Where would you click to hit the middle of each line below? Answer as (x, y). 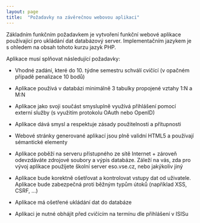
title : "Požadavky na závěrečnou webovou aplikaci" (73, 17)
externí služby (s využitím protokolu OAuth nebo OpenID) (85, 112)
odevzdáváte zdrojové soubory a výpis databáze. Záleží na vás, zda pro (103, 160)
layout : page (22, 12)
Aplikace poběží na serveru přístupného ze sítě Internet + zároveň (96, 154)
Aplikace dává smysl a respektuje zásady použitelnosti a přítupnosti (98, 124)
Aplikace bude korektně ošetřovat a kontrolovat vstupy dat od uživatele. (103, 178)
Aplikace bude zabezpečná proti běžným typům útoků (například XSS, (101, 184)
